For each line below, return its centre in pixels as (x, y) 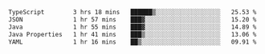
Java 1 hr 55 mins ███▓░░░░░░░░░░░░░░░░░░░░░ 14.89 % (132, 27)
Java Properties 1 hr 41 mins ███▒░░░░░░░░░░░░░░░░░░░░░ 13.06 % (132, 34)
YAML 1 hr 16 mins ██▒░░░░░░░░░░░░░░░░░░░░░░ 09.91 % (132, 42)
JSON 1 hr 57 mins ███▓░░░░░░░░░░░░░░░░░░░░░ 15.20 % (132, 19)
